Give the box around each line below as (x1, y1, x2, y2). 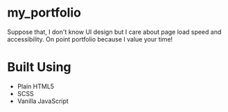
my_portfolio (7, 5, 82, 21)
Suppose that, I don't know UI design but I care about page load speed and (7, 28, 222, 36)
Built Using (7, 59, 71, 75)
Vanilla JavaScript (17, 97, 69, 105)
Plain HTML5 (17, 82, 54, 91)
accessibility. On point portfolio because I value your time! (7, 35, 173, 43)
